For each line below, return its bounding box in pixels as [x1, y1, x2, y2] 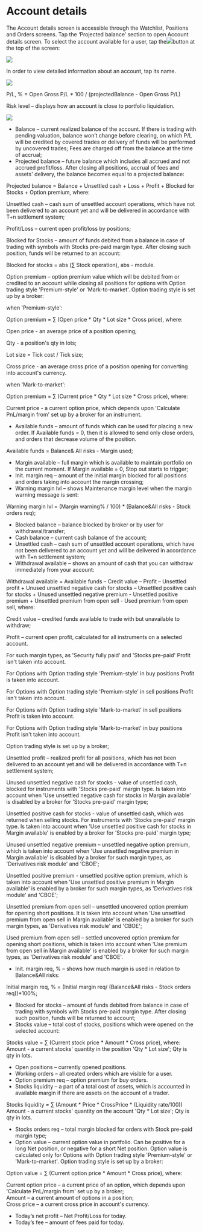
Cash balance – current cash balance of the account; [14, 534, 147, 541]
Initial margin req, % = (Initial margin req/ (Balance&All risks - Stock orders [6, 983, 191, 990]
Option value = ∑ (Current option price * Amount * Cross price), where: [6, 1169, 183, 1176]
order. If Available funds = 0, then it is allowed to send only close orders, [14, 429, 195, 436]
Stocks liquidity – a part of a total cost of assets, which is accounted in [14, 1082, 191, 1090]
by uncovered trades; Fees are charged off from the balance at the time [14, 144, 193, 152]
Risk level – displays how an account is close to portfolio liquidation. [6, 102, 175, 110]
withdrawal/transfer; [14, 527, 66, 534]
